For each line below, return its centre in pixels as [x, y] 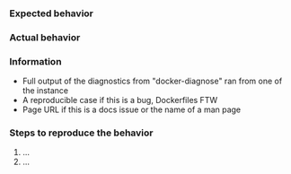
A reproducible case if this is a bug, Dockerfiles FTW [120, 100]
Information [35, 61]
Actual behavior [45, 37]
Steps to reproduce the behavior [81, 133]
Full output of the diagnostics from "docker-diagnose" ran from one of [152, 81]
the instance [45, 91]
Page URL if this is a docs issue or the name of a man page [132, 109]
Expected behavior [52, 13]
